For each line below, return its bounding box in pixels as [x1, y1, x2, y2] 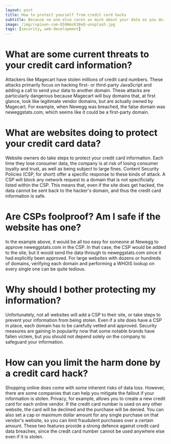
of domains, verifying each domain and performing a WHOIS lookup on [5, 260, 155, 266]
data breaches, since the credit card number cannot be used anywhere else [5, 428, 165, 434]
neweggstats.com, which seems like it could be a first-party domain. [5, 109, 150, 115]
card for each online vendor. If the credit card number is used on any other [5, 400, 162, 407]
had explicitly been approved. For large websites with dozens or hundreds [5, 255, 161, 261]
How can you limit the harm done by [5, 357, 161, 369]
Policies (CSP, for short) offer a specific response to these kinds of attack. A [5, 171, 166, 177]
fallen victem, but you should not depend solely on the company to [5, 333, 146, 340]
